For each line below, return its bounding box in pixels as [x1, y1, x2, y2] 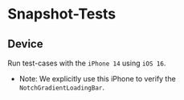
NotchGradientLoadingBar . [18, 82, 105, 92]
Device [7, 37, 43, 51]
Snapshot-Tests [7, 5, 117, 23]
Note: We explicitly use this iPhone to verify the [18, 74, 176, 83]
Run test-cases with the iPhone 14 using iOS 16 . [7, 58, 166, 68]
